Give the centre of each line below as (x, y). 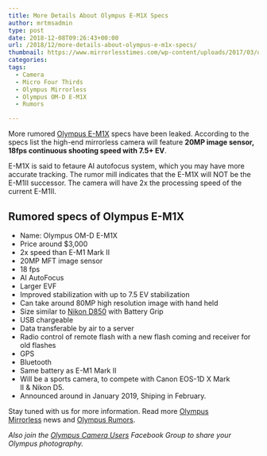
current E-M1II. (33, 191)
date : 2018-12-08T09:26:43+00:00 (64, 38)
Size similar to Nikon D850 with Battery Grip (92, 311)
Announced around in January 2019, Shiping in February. (113, 396)
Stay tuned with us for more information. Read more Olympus (108, 411)
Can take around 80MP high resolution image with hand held (119, 303)
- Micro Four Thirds (49, 82)
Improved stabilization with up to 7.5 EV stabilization (104, 294)
